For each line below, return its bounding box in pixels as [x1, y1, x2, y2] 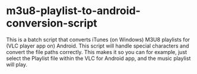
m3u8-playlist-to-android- [6, 4, 141, 18]
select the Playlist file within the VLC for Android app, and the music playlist [6, 55, 191, 62]
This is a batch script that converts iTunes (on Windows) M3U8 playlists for [6, 36, 190, 43]
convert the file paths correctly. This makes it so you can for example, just [6, 48, 188, 55]
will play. [6, 60, 28, 68]
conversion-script [6, 16, 98, 30]
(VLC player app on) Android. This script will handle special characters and [6, 42, 189, 49]
